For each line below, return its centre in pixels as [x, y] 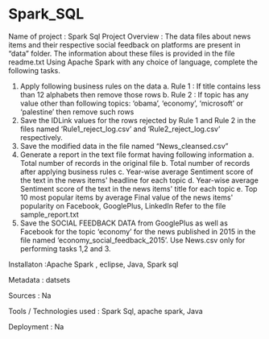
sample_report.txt [49, 214]
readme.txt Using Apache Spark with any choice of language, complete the [133, 62]
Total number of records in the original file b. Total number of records [135, 163]
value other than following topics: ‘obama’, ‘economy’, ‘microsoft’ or [132, 103]
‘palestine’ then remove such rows [77, 112]
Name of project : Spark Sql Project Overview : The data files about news [130, 36]
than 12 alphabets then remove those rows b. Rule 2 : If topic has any [134, 94]
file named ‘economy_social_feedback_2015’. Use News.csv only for [132, 240]
